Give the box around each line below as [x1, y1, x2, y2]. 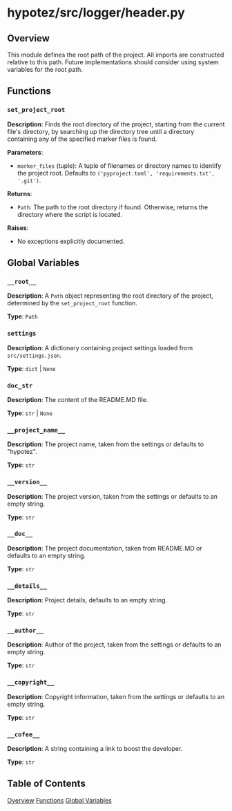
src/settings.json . [7, 351, 62, 359]
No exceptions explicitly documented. [17, 237, 125, 245]
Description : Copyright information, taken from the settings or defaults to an [7, 692, 225, 700]
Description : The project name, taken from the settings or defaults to [7, 440, 204, 448]
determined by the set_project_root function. [7, 299, 138, 307]
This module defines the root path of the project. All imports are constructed [7, 50, 224, 59]
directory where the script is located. [17, 210, 123, 218]
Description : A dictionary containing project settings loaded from [7, 343, 193, 352]
